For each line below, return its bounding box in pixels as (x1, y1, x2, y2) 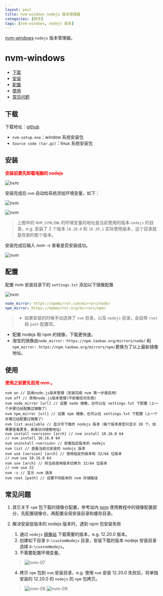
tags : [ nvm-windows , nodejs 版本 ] (5, 21, 74, 26)
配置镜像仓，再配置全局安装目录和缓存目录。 (25, 510, 116, 516)
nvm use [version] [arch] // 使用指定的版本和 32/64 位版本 (5, 451, 122, 456)
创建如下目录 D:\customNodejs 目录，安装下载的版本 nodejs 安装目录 (19, 537, 157, 543)
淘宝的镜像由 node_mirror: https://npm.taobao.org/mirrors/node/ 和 (12, 338, 151, 344)
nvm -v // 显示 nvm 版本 (5, 471, 53, 476)
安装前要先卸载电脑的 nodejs (5, 170, 64, 176)
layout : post (5, 7, 32, 12)
